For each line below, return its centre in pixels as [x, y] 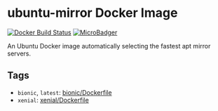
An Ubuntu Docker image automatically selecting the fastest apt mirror [109, 46]
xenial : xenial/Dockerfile [53, 100]
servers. [19, 53]
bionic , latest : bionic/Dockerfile [64, 92]
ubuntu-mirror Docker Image [93, 13]
